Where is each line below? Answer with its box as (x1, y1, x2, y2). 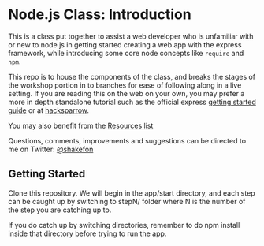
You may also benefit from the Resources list (8, 121, 154, 130)
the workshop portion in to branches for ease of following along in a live (8, 80, 242, 90)
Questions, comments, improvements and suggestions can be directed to (8, 136, 247, 145)
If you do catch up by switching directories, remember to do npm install (8, 220, 240, 229)
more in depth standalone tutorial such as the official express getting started (8, 97, 256, 106)
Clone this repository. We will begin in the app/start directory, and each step (8, 188, 255, 198)
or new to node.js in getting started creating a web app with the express (8, 39, 242, 49)
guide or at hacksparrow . (8, 105, 89, 115)
